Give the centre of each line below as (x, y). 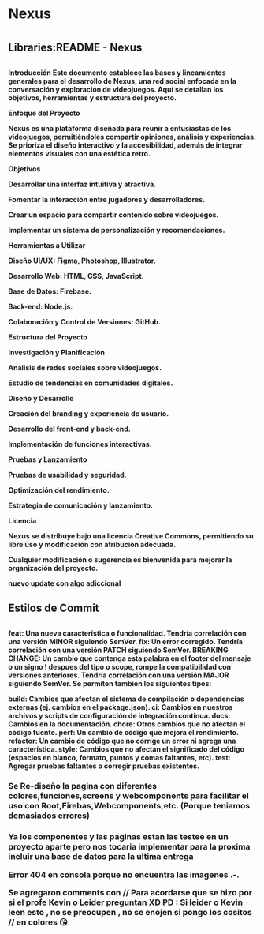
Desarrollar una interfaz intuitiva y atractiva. (82, 184)
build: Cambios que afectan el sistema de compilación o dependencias (126, 699)
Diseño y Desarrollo (41, 398)
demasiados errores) (49, 816)
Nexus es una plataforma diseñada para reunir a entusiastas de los (120, 128)
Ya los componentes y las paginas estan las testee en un (118, 837)
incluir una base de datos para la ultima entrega (101, 857)
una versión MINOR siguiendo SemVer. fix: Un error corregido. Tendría (125, 641)
